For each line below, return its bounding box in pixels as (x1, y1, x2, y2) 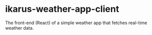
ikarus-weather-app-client (5, 3, 119, 15)
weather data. (5, 25, 34, 31)
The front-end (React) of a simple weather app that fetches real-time (5, 20, 147, 26)
